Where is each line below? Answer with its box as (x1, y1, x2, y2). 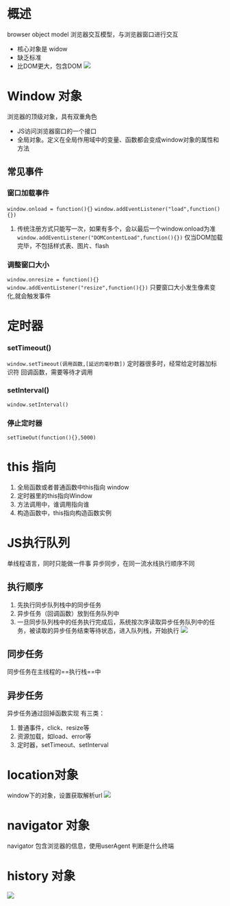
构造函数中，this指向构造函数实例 (16, 508, 112, 517)
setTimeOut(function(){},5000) (7, 434, 97, 441)
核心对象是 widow (16, 45, 68, 53)
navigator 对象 (7, 818, 90, 833)
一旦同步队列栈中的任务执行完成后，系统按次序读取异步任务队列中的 (16, 618, 209, 626)
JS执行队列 (7, 536, 71, 551)
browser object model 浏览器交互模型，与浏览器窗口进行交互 (7, 30, 179, 38)
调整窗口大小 (7, 260, 50, 270)
